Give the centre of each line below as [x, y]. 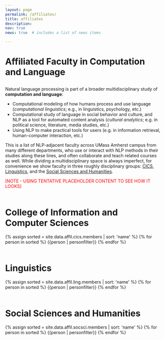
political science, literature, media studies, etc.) [61, 125]
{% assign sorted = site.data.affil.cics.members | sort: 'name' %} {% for [79, 236]
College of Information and [62, 212]
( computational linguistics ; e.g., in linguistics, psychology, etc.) [77, 109]
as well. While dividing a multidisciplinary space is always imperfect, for [79, 161]
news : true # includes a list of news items [53, 33]
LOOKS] [13, 186]
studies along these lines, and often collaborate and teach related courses [81, 155]
